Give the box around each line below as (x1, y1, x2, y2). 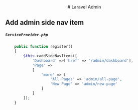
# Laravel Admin (67, 4, 101, 10)
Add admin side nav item (5, 19, 84, 27)
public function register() (14, 44, 73, 49)
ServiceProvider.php (5, 32, 49, 37)
